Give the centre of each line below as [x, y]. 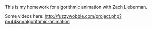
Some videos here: [24, 16]
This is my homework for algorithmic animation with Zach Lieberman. [76, 7]
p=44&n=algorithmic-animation [37, 22]
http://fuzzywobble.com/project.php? [83, 16]
